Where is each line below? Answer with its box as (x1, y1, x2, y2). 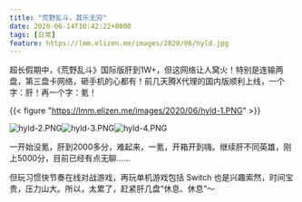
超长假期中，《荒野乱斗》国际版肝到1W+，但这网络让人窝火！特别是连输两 (9, 64, 284, 75)
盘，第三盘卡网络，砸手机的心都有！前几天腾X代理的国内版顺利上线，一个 (9, 76, 286, 87)
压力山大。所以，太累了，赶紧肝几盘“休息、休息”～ (24, 183, 216, 195)
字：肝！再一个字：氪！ (9, 87, 97, 98)
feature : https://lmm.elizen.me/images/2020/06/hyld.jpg (9, 38, 229, 48)
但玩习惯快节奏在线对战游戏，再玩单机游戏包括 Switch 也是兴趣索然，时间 (9, 172, 286, 183)
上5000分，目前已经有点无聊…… (9, 153, 132, 164)
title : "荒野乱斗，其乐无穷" (9, 13, 107, 23)
